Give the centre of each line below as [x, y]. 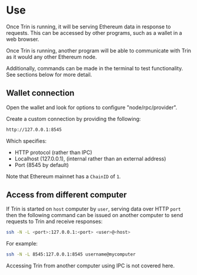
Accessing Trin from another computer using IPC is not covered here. [91, 266]
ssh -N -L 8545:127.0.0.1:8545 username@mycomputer [71, 254]
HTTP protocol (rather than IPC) [53, 152]
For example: [22, 244]
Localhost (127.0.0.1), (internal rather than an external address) [90, 158]
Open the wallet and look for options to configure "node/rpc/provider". [92, 107]
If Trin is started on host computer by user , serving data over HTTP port [93, 209]
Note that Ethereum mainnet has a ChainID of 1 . [63, 176]
